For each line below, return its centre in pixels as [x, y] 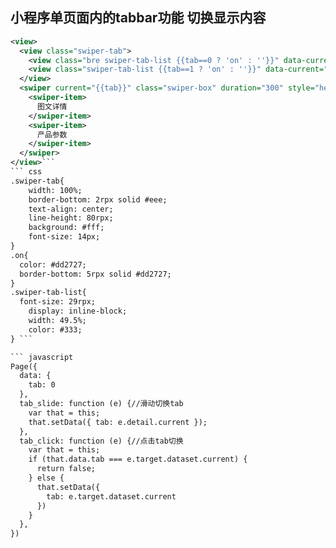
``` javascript [42, 357]
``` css [26, 172]
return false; [66, 469]
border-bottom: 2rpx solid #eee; [98, 199]
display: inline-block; [78, 311]
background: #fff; [66, 228]
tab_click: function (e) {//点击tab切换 [101, 441]
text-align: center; [71, 209]
